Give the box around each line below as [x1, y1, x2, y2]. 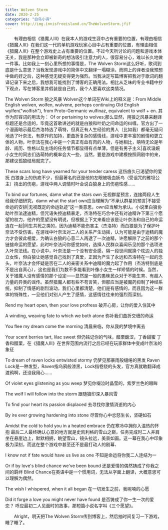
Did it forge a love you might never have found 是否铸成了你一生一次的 [5, 496, 150, 502]
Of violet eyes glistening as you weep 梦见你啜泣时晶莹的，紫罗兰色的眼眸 [5, 380, 158, 386]
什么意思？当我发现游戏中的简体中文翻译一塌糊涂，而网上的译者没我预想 [13, 67, 163, 73]
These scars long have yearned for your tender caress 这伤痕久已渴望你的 [5, 168, 158, 174]
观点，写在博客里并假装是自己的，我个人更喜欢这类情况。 [9, 85, 128, 91]
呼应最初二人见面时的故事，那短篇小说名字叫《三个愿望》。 [14, 503, 136, 509]
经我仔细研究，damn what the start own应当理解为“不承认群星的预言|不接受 [5, 198, 161, 204]
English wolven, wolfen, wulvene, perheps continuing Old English [5, 102, 139, 108]
